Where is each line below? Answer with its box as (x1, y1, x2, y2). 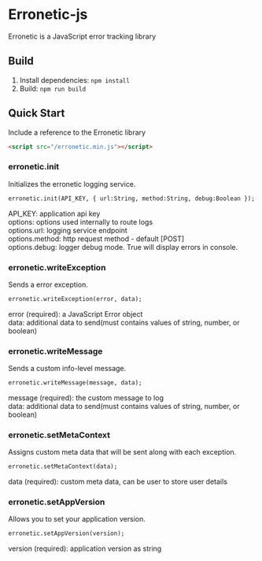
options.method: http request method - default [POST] (8, 234, 185, 243)
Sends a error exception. (8, 280, 88, 289)
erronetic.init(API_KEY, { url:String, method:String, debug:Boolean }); (8, 195, 256, 202)
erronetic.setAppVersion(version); (8, 529, 125, 537)
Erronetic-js (8, 6, 88, 24)
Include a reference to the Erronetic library (8, 128, 146, 137)
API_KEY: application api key (8, 209, 101, 218)
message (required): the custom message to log (8, 392, 164, 403)
